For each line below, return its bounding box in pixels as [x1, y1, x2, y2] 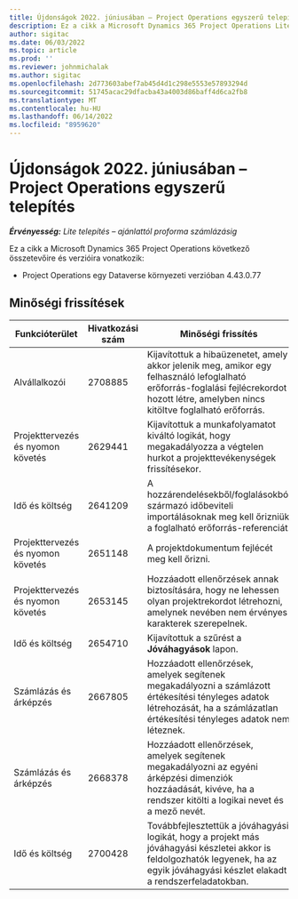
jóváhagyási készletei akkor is [146, 841, 271, 854]
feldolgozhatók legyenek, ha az [146, 853, 278, 865]
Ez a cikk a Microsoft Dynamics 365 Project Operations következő [9, 243, 250, 253]
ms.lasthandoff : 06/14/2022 [9, 112, 114, 121]
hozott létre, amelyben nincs [146, 392, 266, 405]
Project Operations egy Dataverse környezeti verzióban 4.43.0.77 [21, 269, 262, 280]
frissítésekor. [146, 462, 201, 475]
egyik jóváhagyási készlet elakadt [146, 863, 287, 876]
